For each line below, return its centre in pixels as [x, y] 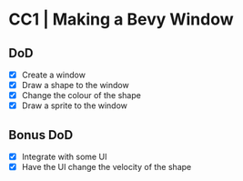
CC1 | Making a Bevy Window [121, 20]
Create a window [53, 75]
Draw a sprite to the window [75, 106]
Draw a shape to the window [75, 85]
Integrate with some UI [64, 157]
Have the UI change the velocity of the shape [106, 167]
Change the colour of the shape [81, 96]
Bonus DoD [41, 135]
